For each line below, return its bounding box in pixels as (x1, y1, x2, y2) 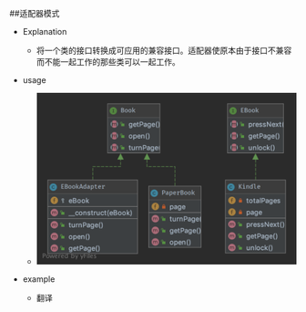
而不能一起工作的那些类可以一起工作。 (36, 57, 180, 67)
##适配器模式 (9, 8, 60, 18)
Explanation (22, 26, 67, 36)
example (22, 274, 56, 285)
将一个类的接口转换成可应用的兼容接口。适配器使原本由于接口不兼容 (36, 45, 292, 56)
